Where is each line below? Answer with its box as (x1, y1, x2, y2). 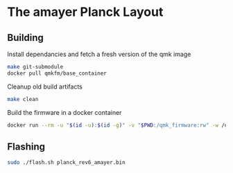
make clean (7, 95, 39, 102)
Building (7, 32, 44, 44)
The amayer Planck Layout (7, 4, 164, 20)
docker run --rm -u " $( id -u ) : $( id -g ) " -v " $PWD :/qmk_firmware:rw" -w (7, 122, 219, 129)
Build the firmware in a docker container (7, 108, 122, 116)
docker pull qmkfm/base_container (7, 70, 107, 77)
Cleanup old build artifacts (7, 82, 83, 91)
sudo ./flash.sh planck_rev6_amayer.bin (7, 159, 126, 166)
